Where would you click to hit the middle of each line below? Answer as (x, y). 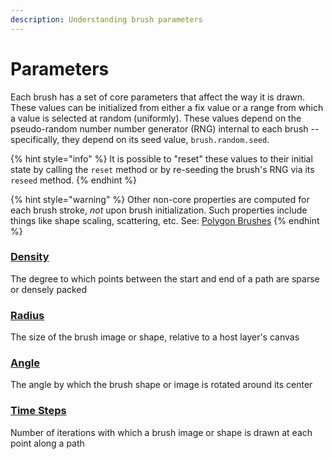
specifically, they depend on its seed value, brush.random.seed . (140, 139)
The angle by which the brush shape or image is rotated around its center (161, 385)
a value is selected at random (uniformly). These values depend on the (156, 118)
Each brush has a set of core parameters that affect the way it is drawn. (158, 97)
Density (30, 257)
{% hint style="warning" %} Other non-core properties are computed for (160, 199)
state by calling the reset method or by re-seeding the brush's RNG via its (162, 169)
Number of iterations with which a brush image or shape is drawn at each (161, 432)
